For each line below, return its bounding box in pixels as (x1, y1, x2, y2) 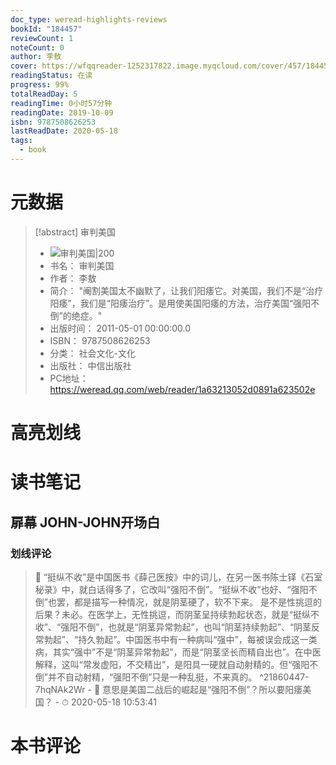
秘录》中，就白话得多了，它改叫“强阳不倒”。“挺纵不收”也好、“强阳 (34, 583, 309, 595)
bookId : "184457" (10, 24, 83, 34)
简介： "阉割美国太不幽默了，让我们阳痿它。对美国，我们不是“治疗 (49, 284, 324, 296)
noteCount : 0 (10, 42, 65, 53)
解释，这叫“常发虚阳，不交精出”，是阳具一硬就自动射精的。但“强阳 (34, 658, 310, 670)
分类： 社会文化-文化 (49, 347, 136, 359)
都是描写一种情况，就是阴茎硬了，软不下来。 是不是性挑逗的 (73, 596, 322, 608)
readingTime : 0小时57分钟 (10, 98, 113, 108)
